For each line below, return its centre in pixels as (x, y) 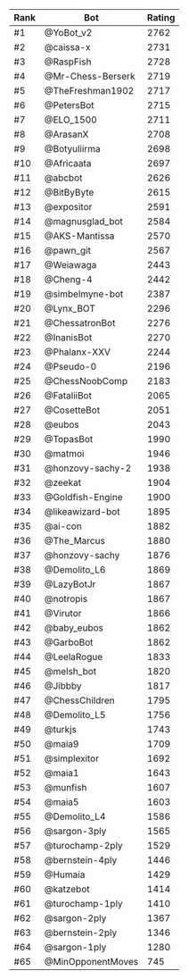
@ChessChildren (80, 700)
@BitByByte (69, 192)
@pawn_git (68, 251)
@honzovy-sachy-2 (88, 468)
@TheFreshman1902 (89, 91)
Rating (161, 17)
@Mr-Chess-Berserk (90, 76)
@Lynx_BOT (70, 309)
